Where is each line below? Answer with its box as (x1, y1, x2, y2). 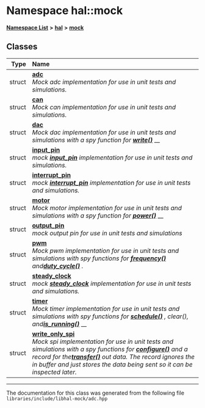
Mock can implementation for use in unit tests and (32, 103, 176, 111)
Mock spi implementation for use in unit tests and (32, 337, 174, 346)
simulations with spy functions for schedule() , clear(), (32, 312, 189, 321)
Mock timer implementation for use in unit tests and (32, 304, 180, 313)
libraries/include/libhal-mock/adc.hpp (6, 395, 108, 402)
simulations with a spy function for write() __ (32, 136, 160, 144)
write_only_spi (32, 329, 75, 338)
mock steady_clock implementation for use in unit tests (32, 279, 192, 288)
